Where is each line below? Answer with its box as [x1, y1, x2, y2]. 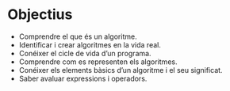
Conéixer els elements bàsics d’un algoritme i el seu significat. [18, 65, 223, 74]
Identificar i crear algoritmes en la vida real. [18, 40, 162, 49]
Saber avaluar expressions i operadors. [18, 74, 148, 83]
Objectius [7, 6, 73, 24]
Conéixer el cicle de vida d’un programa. [18, 48, 151, 58]
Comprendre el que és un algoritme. [18, 32, 137, 41]
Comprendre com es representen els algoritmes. [18, 57, 178, 66]
